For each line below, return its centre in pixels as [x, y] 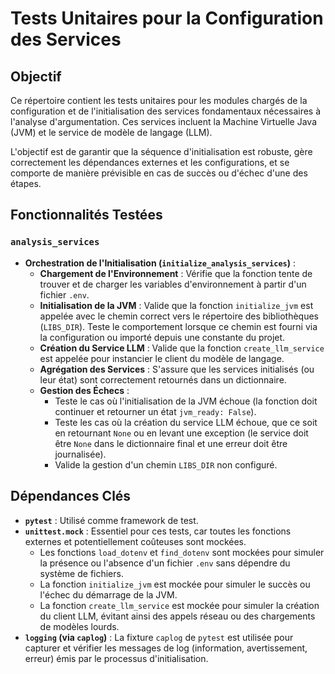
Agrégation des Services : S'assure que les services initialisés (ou [177, 369]
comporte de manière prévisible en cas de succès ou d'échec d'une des [159, 173]
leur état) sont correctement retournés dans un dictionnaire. [163, 379]
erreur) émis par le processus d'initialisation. [116, 658]
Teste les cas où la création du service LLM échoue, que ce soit [186, 422]
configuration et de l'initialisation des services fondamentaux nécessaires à [166, 111]
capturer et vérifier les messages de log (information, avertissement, [166, 648]
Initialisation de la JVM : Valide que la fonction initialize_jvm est [176, 305]
